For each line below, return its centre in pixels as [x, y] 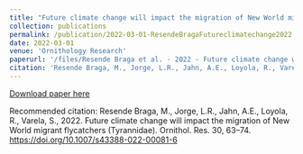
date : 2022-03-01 [42, 43]
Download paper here [50, 93]
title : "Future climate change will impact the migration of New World [147, 18]
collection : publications [58, 26]
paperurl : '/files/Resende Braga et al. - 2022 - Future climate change [149, 59]
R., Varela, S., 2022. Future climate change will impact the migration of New [150, 120]
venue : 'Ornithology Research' [68, 51]
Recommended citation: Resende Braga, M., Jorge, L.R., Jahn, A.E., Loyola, [149, 111]
